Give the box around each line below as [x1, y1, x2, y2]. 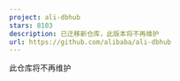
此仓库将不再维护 [9, 63, 71, 73]
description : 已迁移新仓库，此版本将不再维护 [9, 29, 160, 38]
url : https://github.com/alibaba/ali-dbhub [9, 37, 172, 47]
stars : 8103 [9, 21, 53, 30]
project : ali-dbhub [9, 12, 81, 22]
